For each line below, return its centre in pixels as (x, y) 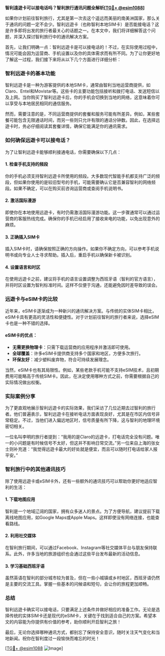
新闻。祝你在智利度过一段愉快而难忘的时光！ (54, 639)
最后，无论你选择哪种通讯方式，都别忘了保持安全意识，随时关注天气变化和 (80, 632)
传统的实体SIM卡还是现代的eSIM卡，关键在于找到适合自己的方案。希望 (81, 616)
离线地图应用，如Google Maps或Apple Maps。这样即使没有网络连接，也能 (80, 517)
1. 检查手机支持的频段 (27, 164)
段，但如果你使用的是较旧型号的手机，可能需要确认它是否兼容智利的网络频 (80, 182)
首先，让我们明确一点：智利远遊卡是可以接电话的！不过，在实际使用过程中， (82, 47)
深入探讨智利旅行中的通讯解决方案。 (55, 37)
